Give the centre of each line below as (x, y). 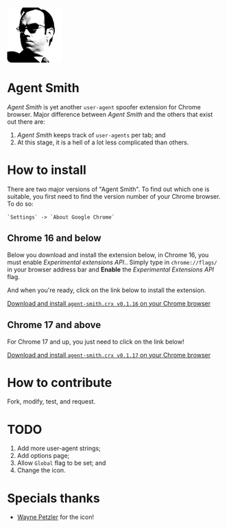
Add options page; (43, 456)
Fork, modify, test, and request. (51, 401)
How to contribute (60, 383)
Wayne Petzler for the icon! (56, 517)
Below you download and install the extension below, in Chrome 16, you (108, 254)
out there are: (26, 122)
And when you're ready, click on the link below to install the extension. (107, 290)
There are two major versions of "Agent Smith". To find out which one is (108, 189)
